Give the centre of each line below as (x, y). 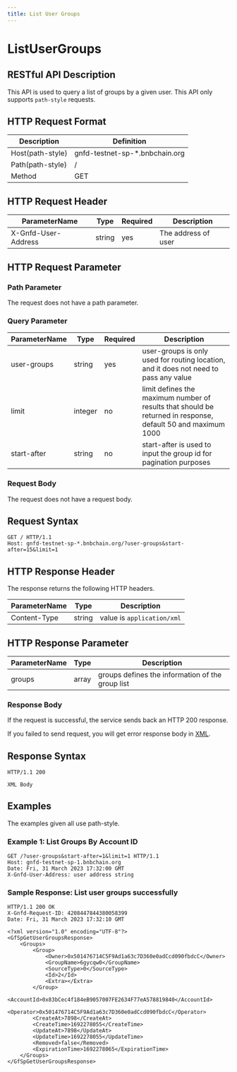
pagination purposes (176, 462)
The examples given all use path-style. (63, 823)
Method (24, 176)
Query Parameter (38, 321)
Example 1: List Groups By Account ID (73, 842)
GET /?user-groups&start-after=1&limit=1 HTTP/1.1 (83, 856)
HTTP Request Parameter (64, 267)
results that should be (178, 407)
